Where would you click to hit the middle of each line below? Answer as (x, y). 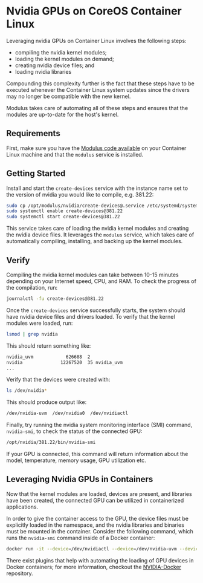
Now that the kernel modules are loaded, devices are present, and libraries (99, 493)
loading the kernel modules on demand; (64, 59)
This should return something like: (49, 345)
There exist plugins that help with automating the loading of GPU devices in (100, 560)
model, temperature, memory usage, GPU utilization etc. (76, 460)
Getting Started (36, 174)
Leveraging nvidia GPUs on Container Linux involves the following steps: (96, 41)
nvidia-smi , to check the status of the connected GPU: (74, 431)
